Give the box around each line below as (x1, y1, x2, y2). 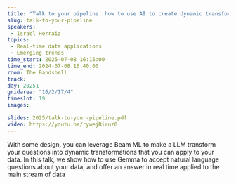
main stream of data (7, 170, 65, 178)
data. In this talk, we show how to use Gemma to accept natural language (7, 155, 220, 164)
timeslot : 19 (7, 96, 46, 103)
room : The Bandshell (7, 69, 68, 76)
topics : (7, 37, 30, 44)
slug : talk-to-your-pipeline (7, 17, 93, 24)
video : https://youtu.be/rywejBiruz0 (7, 121, 118, 128)
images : (7, 102, 30, 109)
